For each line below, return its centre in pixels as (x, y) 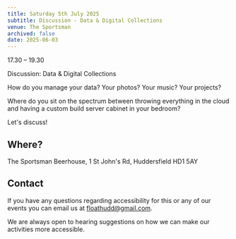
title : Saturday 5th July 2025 (53, 14)
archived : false (31, 33)
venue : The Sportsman (39, 27)
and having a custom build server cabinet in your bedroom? (94, 109)
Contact (25, 184)
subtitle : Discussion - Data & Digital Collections (85, 20)
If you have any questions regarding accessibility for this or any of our (109, 200)
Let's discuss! (28, 122)
